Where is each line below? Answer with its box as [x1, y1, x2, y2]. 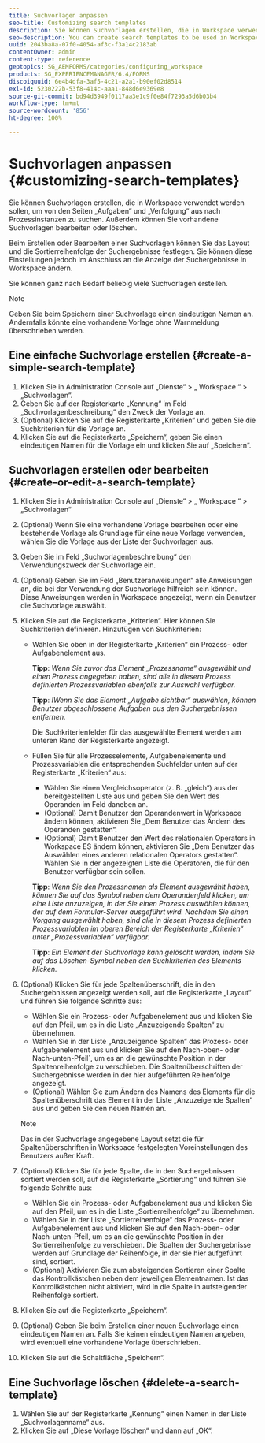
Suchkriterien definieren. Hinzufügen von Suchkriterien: [20, 624, 201, 634]
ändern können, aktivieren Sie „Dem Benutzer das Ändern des [43, 816, 245, 826]
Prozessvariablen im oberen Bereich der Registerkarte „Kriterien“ [31, 924, 244, 934]
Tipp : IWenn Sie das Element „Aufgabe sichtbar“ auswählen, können [31, 695, 256, 705]
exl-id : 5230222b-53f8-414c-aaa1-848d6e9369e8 [9, 84, 164, 93]
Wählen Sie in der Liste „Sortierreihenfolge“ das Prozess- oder [31, 1215, 234, 1225]
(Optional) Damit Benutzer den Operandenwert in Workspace [43, 809, 242, 818]
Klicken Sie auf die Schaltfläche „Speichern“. [20, 1353, 165, 1363]
